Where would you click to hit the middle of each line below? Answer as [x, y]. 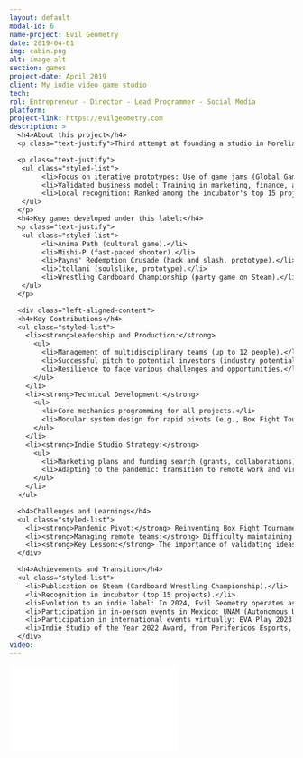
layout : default [40, 18]
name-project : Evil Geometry [64, 34]
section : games [38, 69]
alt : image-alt [38, 60]
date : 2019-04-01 [42, 43]
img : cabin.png [38, 51]
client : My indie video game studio [78, 85]
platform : [28, 110]
